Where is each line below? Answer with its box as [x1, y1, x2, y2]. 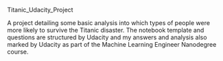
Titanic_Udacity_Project [7, 6, 73, 14]
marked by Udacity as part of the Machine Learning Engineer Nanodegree [7, 41, 217, 48]
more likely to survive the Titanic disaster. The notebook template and [7, 26, 204, 34]
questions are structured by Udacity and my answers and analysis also [7, 33, 207, 41]
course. [7, 47, 29, 56]
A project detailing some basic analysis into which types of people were [7, 19, 211, 26]
